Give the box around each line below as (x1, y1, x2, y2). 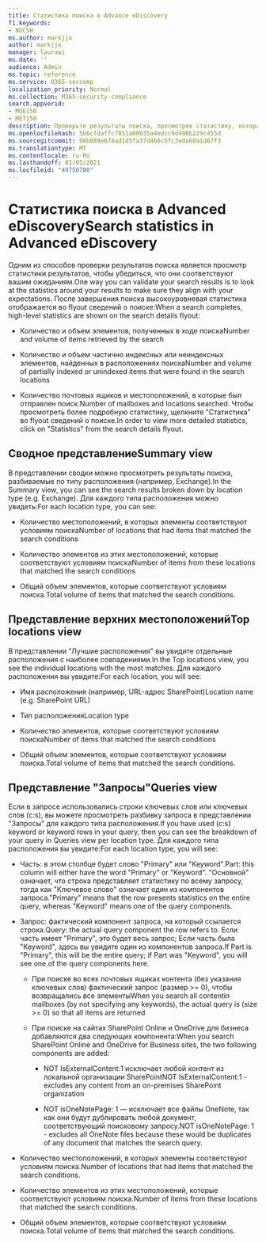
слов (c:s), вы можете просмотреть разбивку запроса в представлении (8, 810, 252, 820)
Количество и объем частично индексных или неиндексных (19, 349, 224, 359)
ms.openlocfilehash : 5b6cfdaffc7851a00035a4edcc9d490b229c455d (8, 129, 222, 137)
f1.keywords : (8, 19, 51, 27)
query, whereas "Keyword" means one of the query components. (19, 901, 233, 911)
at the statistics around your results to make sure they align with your (8, 285, 234, 295)
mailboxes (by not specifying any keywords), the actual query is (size (31, 1000, 258, 1009)
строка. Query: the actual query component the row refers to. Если (19, 925, 238, 935)
